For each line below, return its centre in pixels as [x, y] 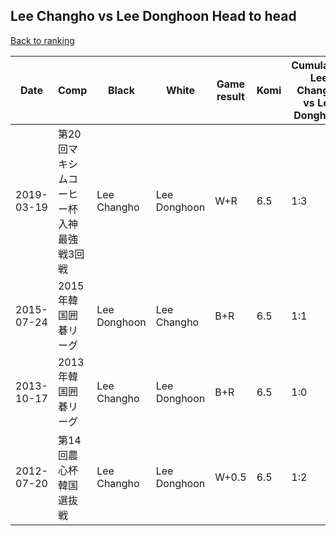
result [230, 96]
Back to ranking [42, 40]
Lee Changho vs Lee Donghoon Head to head [153, 16]
